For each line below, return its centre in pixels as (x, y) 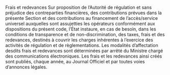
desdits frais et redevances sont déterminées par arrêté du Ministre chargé (84, 51)
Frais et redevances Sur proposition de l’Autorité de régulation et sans (79, 7)
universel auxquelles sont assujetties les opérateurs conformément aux (80, 23)
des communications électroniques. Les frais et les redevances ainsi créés (84, 56)
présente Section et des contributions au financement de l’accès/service (82, 18)
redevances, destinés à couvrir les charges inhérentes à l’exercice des (79, 40)
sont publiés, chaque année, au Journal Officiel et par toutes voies (75, 61)
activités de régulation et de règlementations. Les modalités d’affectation (82, 45)
